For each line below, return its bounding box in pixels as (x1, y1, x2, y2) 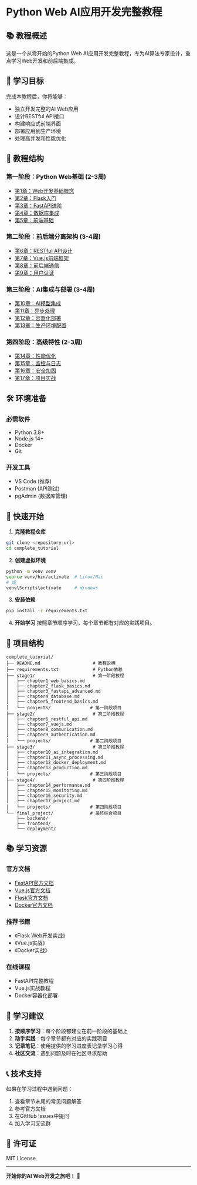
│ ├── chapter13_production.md (6, 765, 88, 771)
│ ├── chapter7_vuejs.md (6, 722, 72, 727)
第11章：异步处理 (14, 307, 56, 315)
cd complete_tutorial (6, 545, 59, 552)
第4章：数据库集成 (14, 209, 60, 216)
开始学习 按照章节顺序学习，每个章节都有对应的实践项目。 (14, 619, 155, 626)
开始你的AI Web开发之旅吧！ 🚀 (6, 1172, 80, 1179)
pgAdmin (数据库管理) (14, 492, 68, 500)
